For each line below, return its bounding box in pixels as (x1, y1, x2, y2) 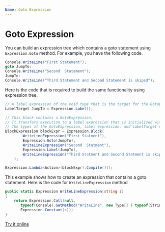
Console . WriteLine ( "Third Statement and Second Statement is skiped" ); (5, 78, 155, 83)
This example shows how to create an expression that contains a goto (5, 174, 146, 180)
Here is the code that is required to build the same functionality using (5, 87, 145, 93)
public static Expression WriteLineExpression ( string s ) (5, 189, 124, 194)
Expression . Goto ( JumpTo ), (23, 138, 76, 143)
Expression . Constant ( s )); (20, 207, 74, 212)
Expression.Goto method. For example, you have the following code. (5, 50, 143, 56)
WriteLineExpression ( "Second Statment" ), (23, 143, 111, 148)
